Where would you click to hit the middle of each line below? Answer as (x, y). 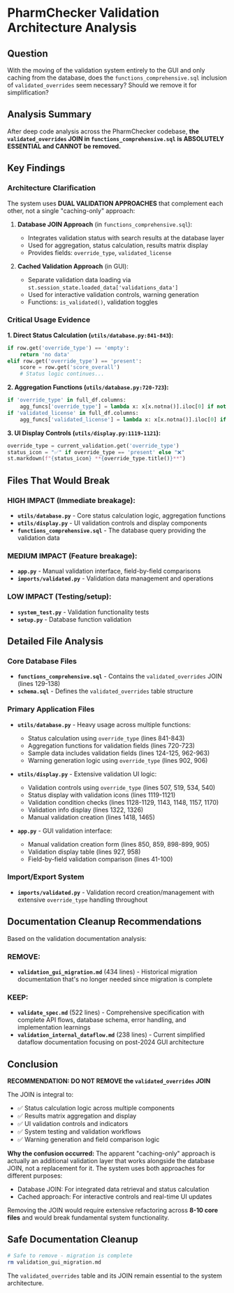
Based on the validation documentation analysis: (77, 938)
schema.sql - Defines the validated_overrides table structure (105, 691)
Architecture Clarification (52, 188)
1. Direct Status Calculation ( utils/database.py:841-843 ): (90, 335)
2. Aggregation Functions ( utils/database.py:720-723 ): (88, 387)
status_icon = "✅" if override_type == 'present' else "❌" (96, 452)
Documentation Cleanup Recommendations (104, 922)
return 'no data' (45, 354)
